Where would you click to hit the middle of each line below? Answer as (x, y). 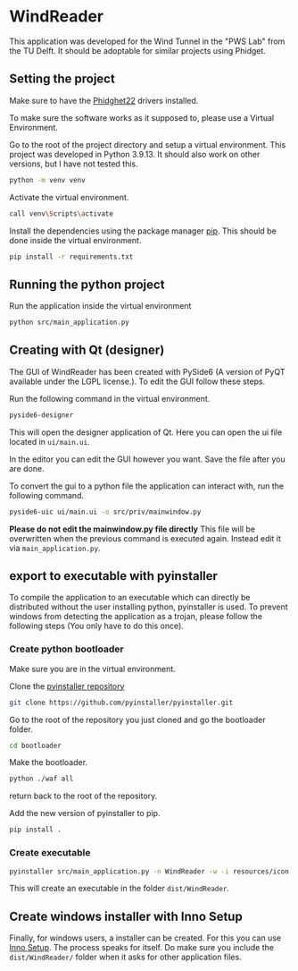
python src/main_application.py (69, 323)
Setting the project (62, 79)
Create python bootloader (66, 649)
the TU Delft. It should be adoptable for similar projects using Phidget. (137, 50)
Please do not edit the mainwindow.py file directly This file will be (132, 529)
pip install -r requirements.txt (71, 257)
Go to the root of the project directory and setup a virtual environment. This (148, 144)
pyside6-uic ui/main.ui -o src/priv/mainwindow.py (105, 512)
